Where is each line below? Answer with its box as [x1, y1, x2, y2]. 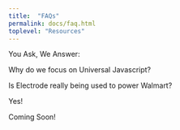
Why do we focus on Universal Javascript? [8, 65, 152, 75]
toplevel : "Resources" [8, 27, 85, 35]
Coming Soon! [8, 112, 57, 122]
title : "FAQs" [8, 11, 60, 20]
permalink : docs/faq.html [8, 19, 96, 28]
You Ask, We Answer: [8, 50, 80, 59]
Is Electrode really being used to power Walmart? [8, 80, 173, 90]
